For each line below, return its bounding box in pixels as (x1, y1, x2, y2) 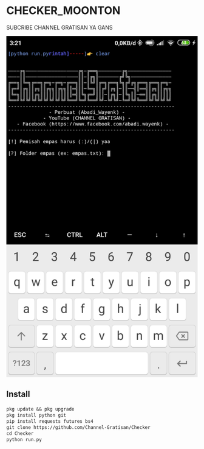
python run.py (6, 436, 42, 442)
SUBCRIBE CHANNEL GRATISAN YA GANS (6, 24, 113, 31)
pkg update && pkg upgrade (6, 406, 75, 412)
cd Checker (6, 430, 34, 436)
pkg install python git (6, 412, 67, 418)
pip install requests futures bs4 (6, 418, 94, 424)
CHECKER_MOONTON (6, 4, 121, 18)
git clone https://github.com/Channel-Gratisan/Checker (6, 424, 151, 430)
